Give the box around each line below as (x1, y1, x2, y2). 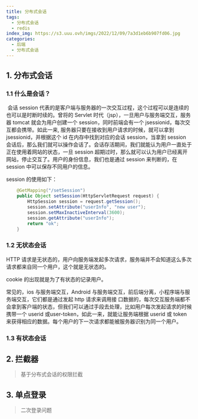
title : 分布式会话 (6, 8, 47, 15)
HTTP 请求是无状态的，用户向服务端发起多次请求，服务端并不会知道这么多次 (6, 255, 192, 263)
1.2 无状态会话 (6, 241, 47, 249)
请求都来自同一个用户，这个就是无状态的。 (6, 263, 110, 270)
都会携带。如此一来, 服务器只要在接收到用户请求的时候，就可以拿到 (11, 126, 174, 134)
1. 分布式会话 (6, 70, 53, 80)
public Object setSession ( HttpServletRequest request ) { (16, 193, 160, 199)
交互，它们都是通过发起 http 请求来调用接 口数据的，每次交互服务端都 (16, 295, 186, 303)
